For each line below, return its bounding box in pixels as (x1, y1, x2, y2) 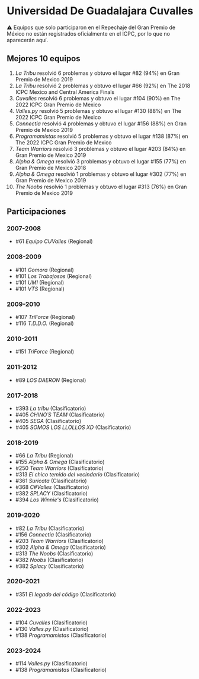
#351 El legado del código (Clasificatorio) (15, 590, 116, 598)
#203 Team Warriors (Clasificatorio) (15, 537, 104, 544)
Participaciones (7, 207, 66, 217)
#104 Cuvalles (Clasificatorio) (15, 619, 88, 626)
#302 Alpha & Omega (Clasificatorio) (15, 544, 106, 551)
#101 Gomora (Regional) (15, 266, 74, 273)
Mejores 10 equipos (7, 53, 81, 64)
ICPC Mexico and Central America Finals (15, 88, 115, 96)
